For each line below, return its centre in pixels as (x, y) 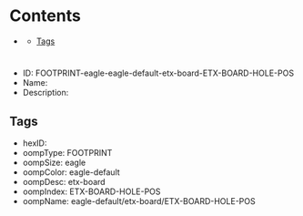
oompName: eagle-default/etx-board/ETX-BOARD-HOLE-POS (139, 201)
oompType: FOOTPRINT (67, 152)
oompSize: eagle (54, 162)
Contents (45, 16)
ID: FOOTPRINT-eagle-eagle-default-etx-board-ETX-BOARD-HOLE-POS (158, 73)
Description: (45, 93)
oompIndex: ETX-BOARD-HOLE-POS (91, 191)
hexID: (35, 143)
